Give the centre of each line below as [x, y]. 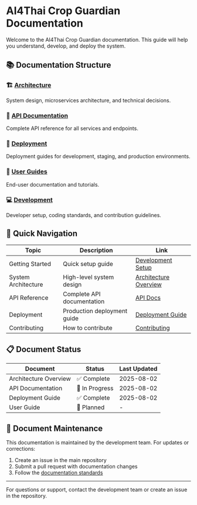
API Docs [148, 297]
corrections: [21, 449]
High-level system [89, 277]
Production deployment [95, 311]
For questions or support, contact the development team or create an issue [97, 490]
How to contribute [88, 328]
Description [96, 250]
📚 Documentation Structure [59, 65]
